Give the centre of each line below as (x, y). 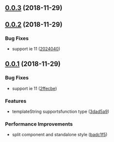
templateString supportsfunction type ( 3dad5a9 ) (61, 111)
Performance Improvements (39, 124)
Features (16, 101)
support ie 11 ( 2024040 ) (36, 49)
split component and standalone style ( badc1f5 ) (60, 135)
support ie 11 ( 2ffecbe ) (34, 88)
